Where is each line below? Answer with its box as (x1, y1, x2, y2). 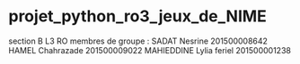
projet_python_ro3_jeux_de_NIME (8, 6, 267, 27)
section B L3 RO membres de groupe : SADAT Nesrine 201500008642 (8, 36, 269, 46)
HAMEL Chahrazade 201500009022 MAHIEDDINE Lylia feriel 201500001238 (8, 44, 291, 55)
